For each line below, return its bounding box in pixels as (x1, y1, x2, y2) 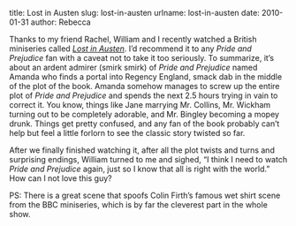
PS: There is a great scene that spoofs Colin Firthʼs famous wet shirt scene (9, 190, 281, 200)
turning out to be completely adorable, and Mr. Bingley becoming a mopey (9, 109, 280, 119)
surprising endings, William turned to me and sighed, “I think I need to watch (9, 154, 288, 164)
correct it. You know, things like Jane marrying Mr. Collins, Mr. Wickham (9, 100, 271, 109)
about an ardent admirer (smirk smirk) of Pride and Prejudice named (9, 62, 258, 72)
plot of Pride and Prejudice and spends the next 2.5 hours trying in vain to (9, 90, 278, 101)
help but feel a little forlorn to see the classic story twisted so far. (9, 128, 246, 138)
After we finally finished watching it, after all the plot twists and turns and (9, 145, 276, 155)
